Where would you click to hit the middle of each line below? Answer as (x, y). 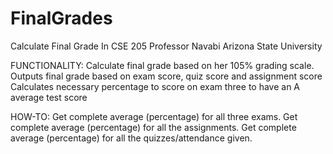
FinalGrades (61, 18)
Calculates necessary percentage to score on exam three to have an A (155, 86)
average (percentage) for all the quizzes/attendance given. (131, 138)
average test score (49, 97)
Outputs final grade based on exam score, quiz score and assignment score (166, 76)
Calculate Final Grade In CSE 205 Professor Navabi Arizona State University (166, 46)
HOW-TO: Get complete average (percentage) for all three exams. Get (154, 116)
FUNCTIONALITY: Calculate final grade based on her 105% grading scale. (162, 65)
